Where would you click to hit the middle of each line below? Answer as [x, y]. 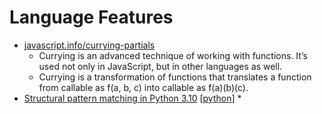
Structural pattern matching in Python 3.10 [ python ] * [132, 98]
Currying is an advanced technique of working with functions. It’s [173, 55]
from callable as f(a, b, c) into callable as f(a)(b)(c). [143, 87]
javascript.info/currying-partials [89, 45]
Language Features [91, 17]
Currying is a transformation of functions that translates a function [175, 77]
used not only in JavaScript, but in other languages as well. [160, 66]
